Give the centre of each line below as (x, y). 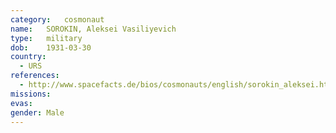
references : (35, 76)
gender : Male (37, 112)
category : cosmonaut (57, 19)
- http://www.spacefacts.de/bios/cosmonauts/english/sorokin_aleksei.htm (176, 85)
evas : (21, 103)
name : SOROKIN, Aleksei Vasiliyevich (93, 29)
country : (28, 57)
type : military (46, 38)
